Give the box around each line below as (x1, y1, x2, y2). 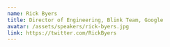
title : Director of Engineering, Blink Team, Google (7, 17, 164, 23)
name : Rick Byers (7, 10, 58, 17)
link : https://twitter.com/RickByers (7, 29, 117, 37)
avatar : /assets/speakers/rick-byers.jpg (7, 23, 130, 30)
